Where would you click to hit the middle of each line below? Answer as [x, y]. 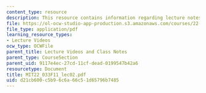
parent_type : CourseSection [42, 58]
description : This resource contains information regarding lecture [96, 18]
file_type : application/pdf [42, 29]
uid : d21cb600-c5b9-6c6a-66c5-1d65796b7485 [63, 80]
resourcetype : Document [37, 69]
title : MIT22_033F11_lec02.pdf [46, 75]
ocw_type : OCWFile [30, 46]
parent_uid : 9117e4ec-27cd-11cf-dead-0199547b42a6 [72, 63]
